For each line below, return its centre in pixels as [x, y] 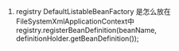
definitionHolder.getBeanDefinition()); [77, 38]
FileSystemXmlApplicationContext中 [75, 21]
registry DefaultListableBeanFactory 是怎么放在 [93, 11]
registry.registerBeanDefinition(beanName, [86, 30]
